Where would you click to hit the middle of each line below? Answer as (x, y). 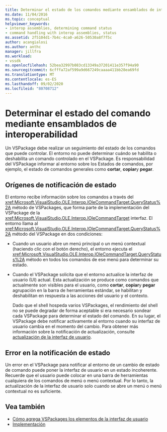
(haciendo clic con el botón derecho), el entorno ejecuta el (72, 249)
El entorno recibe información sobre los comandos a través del (70, 197)
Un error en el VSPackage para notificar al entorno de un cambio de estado (83, 365)
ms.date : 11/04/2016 (27, 14)
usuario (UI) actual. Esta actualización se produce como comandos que (85, 280)
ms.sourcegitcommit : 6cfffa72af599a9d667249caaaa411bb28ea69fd (72, 70)
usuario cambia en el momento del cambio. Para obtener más (75, 326)
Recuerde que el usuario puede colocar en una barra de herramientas (77, 375)
